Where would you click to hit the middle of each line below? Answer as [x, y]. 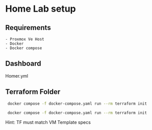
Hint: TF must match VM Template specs [48, 122]
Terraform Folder [33, 92]
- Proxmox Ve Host [25, 39]
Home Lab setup [41, 9]
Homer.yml [17, 76]
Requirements [28, 28]
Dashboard [23, 64]
